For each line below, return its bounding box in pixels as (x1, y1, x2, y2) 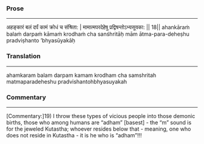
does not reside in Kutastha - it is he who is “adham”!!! (6, 131, 142, 139)
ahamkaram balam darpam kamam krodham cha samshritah (6, 71, 157, 79)
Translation (6, 52, 41, 61)
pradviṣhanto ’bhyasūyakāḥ (6, 37, 76, 44)
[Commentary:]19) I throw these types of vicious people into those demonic (6, 112, 195, 119)
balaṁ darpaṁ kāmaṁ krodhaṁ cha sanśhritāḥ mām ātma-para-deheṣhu (6, 30, 190, 38)
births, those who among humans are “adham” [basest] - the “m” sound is (6, 119, 192, 126)
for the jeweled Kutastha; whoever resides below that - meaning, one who (6, 125, 191, 133)
